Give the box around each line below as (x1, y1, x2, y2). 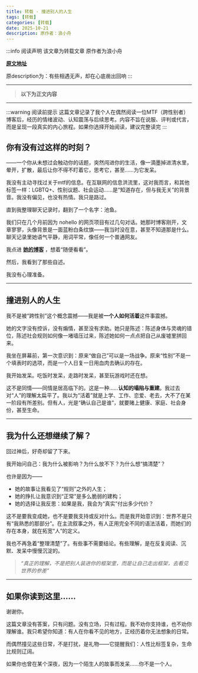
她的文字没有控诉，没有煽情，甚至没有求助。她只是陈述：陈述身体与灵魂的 (6, 325, 187, 332)
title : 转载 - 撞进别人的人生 (6, 8, 72, 15)
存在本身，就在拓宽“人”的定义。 (6, 527, 84, 534)
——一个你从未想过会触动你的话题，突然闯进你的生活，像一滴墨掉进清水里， (6, 159, 192, 166)
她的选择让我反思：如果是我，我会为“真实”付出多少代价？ (14, 500, 154, 507)
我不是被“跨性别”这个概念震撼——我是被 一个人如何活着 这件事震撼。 (6, 312, 171, 319)
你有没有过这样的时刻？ (6, 142, 91, 152)
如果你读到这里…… (6, 591, 77, 601)
